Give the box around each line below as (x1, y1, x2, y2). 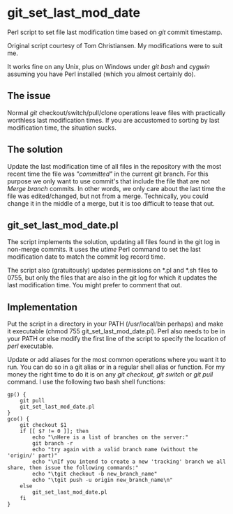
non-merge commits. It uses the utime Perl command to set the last (7, 245, 201, 254)
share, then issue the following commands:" (7, 464, 139, 471)
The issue (7, 90, 51, 102)
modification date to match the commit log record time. (7, 252, 165, 261)
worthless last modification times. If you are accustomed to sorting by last (7, 116, 220, 124)
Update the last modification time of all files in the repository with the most (7, 162, 222, 170)
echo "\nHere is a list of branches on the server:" (32, 434, 189, 441)
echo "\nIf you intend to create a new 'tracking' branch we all (32, 458, 227, 465)
